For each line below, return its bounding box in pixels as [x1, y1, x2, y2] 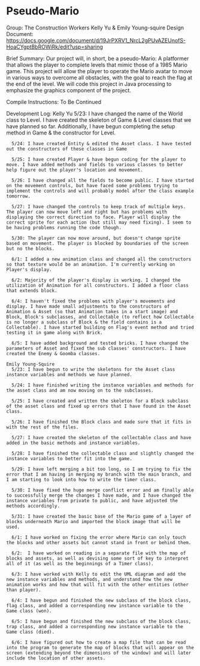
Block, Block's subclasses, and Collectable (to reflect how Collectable [6, 314, 195, 320]
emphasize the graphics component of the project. [6, 86, 132, 94]
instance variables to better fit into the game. [6, 455, 133, 461]
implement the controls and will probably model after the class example [6, 188, 195, 194]
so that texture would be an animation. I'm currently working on [6, 261, 175, 268]
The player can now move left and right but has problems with [6, 209, 168, 215]
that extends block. [6, 287, 58, 293]
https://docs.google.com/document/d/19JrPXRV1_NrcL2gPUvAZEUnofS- [6, 37, 186, 44]
